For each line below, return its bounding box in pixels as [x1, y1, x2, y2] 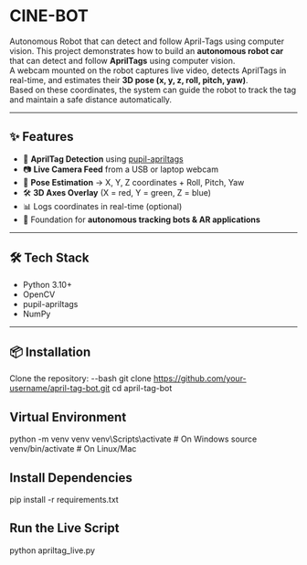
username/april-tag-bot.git [9, 383, 111, 394]
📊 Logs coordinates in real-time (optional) [22, 200, 183, 211]
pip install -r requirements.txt [9, 495, 119, 505]
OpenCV [22, 289, 56, 300]
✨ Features [9, 129, 74, 144]
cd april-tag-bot [111, 383, 173, 394]
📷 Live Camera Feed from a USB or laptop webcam [22, 164, 219, 175]
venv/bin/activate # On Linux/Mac [9, 443, 137, 454]
